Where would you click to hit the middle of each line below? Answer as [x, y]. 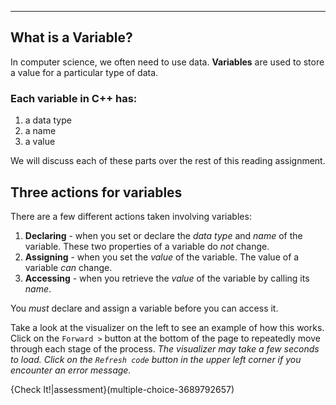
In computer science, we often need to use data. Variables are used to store [167, 62]
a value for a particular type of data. [84, 72]
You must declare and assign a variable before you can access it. [144, 308]
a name [40, 131]
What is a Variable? [71, 37]
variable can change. [68, 267]
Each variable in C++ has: [74, 98]
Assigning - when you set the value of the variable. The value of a [162, 257]
